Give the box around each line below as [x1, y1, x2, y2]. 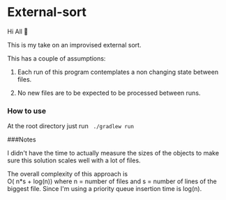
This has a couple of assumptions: [7, 54, 106, 63]
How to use [7, 106, 47, 116]
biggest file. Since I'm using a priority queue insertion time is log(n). [7, 185, 202, 193]
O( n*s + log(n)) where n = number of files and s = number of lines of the [7, 177, 218, 185]
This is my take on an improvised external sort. [7, 40, 142, 49]
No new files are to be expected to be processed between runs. [17, 89, 201, 97]
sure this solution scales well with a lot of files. [7, 156, 141, 164]
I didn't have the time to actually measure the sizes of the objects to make [7, 149, 220, 157]
